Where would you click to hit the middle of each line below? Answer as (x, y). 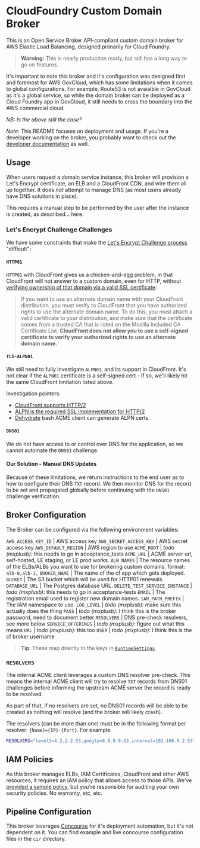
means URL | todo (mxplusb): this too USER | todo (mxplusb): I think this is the (99, 630)
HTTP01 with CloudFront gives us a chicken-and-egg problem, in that (90, 275)
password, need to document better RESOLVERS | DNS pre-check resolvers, (97, 617)
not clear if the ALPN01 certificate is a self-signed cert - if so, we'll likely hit (97, 376)
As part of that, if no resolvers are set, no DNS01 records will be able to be (97, 705)
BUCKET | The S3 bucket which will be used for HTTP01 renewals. (85, 579)
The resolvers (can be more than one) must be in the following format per (96, 723)
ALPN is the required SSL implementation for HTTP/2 (80, 411)
